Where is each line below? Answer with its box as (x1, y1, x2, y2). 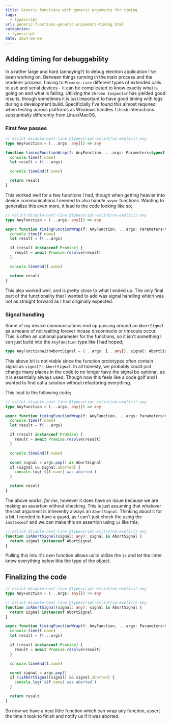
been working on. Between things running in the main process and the (5, 74, 153, 80)
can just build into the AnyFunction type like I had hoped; (5, 339, 124, 345)
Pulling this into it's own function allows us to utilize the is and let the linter (5, 552, 162, 559)
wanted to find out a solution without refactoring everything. (5, 379, 131, 385)
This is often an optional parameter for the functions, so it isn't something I (5, 333, 162, 340)
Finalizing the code (5, 572, 67, 581)
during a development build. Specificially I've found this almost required (5, 101, 156, 107)
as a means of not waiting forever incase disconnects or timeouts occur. (5, 328, 157, 334)
